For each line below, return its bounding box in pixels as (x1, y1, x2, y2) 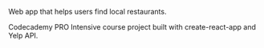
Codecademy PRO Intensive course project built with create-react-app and (8, 22, 257, 31)
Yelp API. (8, 31, 39, 40)
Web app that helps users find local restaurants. (8, 7, 167, 16)
